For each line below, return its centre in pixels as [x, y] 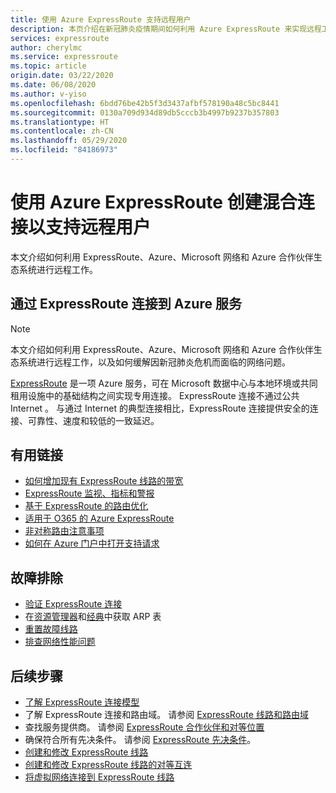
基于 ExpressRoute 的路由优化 [86, 506]
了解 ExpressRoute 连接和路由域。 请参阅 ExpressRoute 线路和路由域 [166, 715]
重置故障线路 [51, 629]
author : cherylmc [46, 47]
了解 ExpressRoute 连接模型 [82, 702]
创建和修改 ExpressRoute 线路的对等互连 [108, 765]
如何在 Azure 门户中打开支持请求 [92, 543]
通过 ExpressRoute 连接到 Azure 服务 [126, 304]
